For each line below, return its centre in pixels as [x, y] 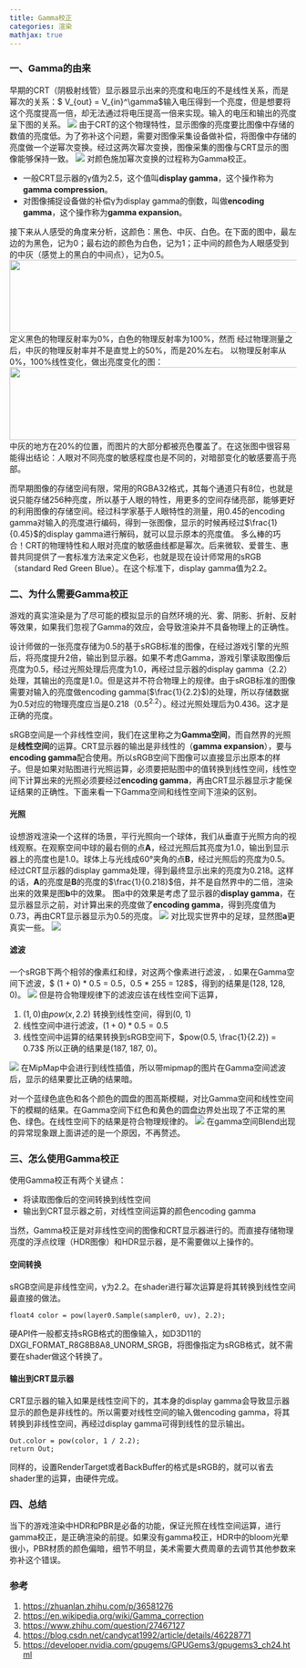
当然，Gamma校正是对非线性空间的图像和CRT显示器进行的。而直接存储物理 [152, 1230]
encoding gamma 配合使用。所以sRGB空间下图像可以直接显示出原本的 [141, 757]
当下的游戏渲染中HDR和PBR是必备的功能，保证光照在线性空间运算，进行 [145, 1526]
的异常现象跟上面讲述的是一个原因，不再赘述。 [97, 1133]
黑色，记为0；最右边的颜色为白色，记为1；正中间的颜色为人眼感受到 [161, 243]
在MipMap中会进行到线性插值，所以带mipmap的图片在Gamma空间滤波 [153, 1068]
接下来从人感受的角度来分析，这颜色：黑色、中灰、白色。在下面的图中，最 [149, 231]
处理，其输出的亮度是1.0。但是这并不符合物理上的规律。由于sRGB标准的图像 [153, 680]
